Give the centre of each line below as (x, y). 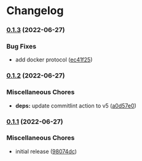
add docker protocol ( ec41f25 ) (54, 60)
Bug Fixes (22, 47)
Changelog (35, 11)
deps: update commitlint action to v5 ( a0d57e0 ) (76, 106)
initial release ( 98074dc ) (46, 151)
